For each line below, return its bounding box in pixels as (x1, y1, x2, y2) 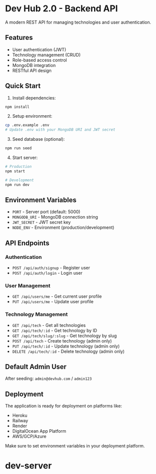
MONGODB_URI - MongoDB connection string (12, 214, 98, 220)
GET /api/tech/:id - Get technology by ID (12, 327, 97, 333)
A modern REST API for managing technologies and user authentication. (5, 19, 152, 25)
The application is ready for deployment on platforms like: (5, 403, 122, 409)
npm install (5, 104, 30, 109)
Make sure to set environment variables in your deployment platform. (5, 443, 145, 449)
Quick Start (5, 82, 41, 90)
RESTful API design (12, 67, 52, 73)
